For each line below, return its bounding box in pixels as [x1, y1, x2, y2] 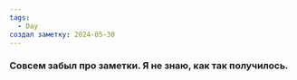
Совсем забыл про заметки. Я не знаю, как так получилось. [9, 59, 289, 72]
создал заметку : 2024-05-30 [9, 30, 116, 39]
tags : [9, 13, 30, 22]
